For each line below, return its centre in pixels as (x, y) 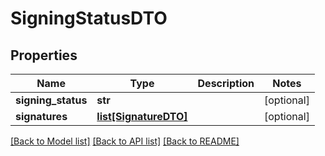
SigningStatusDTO (89, 18)
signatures (41, 116)
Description (226, 83)
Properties (44, 55)
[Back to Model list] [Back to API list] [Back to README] (125, 141)
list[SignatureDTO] (142, 116)
